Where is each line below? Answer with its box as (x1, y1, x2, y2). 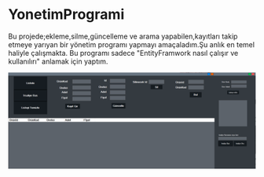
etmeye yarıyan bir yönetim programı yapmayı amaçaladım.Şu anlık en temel (8, 39, 255, 49)
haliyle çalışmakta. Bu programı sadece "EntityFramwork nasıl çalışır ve (8, 48, 239, 57)
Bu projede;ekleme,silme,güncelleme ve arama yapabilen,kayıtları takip (8, 31, 238, 41)
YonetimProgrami (8, 6, 125, 24)
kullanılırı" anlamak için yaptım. (8, 57, 108, 66)
